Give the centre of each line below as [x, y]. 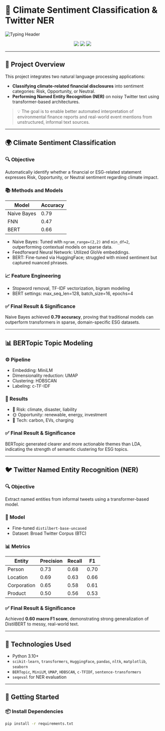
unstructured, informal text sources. [53, 122]
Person [16, 569]
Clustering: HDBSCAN [35, 381]
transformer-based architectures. [46, 102]
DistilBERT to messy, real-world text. [42, 624]
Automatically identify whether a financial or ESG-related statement [73, 172]
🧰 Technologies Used [38, 644]
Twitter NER [30, 20]
